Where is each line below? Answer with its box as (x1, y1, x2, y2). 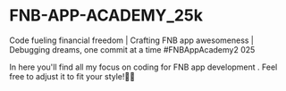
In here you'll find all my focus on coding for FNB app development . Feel (9, 62, 278, 72)
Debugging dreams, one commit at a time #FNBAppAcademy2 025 (9, 44, 256, 54)
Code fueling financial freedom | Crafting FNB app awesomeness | (9, 35, 255, 45)
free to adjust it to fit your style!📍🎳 (9, 70, 136, 81)
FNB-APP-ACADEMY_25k (9, 5, 204, 26)
